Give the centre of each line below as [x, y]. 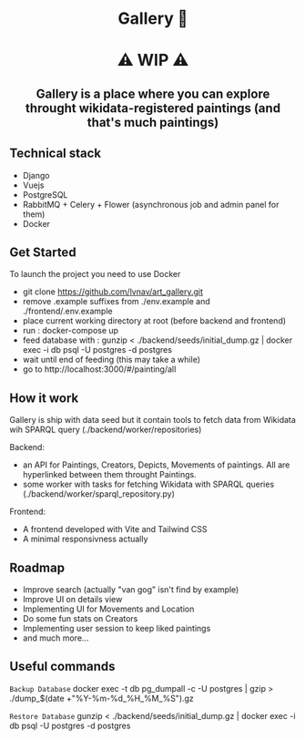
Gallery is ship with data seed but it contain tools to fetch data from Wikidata [152, 420]
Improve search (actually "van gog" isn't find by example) [131, 590]
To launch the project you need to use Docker [95, 274]
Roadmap [37, 567]
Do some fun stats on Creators [80, 619]
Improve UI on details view [72, 600]
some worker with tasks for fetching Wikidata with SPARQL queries [148, 484]
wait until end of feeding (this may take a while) [111, 360]
